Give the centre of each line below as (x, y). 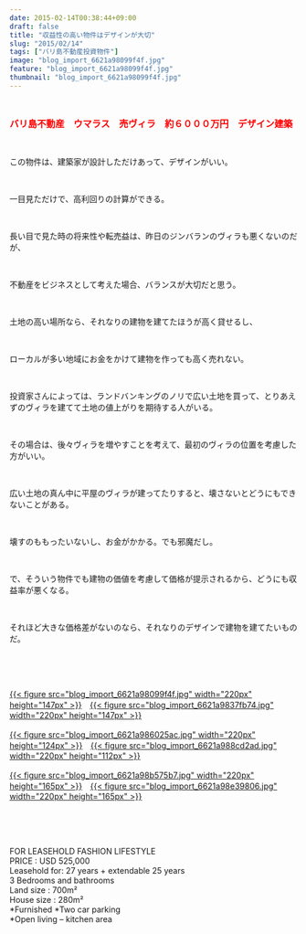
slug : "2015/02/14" (47, 43)
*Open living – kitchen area (61, 918)
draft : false (34, 27)
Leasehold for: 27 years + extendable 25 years (97, 870)
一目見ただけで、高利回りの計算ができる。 (90, 198)
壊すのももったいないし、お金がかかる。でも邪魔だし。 (113, 541)
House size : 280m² (47, 899)
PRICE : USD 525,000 (50, 861)
